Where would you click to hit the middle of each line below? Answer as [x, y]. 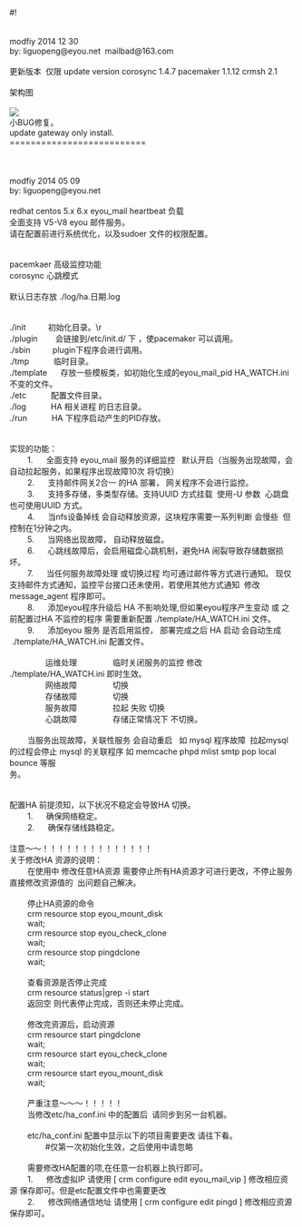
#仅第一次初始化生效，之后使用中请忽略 [119, 1147]
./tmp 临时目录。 [51, 361]
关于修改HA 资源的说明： [56, 860]
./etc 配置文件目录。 [58, 395]
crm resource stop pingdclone [83, 952]
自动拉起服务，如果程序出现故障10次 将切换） [94, 471]
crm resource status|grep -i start [88, 992]
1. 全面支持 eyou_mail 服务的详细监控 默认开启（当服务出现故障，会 [160, 460]
